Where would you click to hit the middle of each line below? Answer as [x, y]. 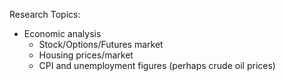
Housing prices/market [86, 55]
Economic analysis [62, 33]
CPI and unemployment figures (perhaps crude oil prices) [157, 65]
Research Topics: [45, 14]
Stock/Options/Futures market [101, 44]
